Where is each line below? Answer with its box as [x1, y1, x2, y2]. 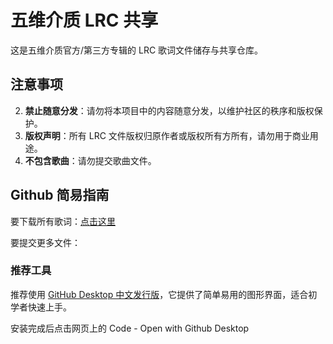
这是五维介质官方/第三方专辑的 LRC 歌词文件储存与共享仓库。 [10, 44, 264, 56]
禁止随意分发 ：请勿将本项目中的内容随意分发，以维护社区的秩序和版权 [24, 104, 315, 116]
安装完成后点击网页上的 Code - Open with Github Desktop [10, 322, 250, 334]
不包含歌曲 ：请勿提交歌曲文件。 [24, 154, 157, 166]
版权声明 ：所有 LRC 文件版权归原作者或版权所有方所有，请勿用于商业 [24, 129, 310, 141]
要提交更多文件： [10, 236, 81, 248]
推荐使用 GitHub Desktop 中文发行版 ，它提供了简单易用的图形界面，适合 [10, 288, 309, 300]
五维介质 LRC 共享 [10, 9, 159, 32]
